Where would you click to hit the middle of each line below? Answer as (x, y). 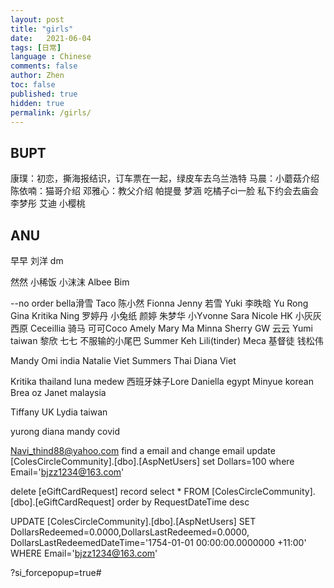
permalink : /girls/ (51, 112)
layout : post (37, 19)
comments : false (44, 66)
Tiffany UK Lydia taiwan (59, 412)
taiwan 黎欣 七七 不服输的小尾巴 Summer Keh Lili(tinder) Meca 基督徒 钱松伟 (167, 340)
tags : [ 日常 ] (36, 47)
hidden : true (37, 103)
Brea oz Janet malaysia (58, 392)
